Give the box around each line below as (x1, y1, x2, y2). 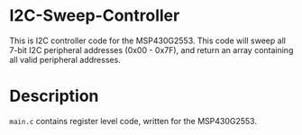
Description (9, 86, 99, 106)
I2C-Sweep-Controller (9, 5, 180, 26)
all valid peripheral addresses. (9, 54, 122, 65)
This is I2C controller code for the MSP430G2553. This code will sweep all (9, 35, 287, 46)
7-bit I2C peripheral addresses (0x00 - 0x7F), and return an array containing (9, 44, 294, 55)
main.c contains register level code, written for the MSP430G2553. (9, 115, 257, 126)
